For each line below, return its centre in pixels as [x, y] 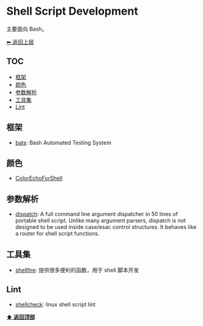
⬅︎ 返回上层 [20, 42]
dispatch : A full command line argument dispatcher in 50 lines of [97, 214]
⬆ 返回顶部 [21, 317]
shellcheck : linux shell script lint [55, 304]
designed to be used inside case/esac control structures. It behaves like [106, 227]
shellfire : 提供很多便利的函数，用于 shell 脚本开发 [77, 270]
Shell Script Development [72, 11]
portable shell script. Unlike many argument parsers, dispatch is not [101, 220]
